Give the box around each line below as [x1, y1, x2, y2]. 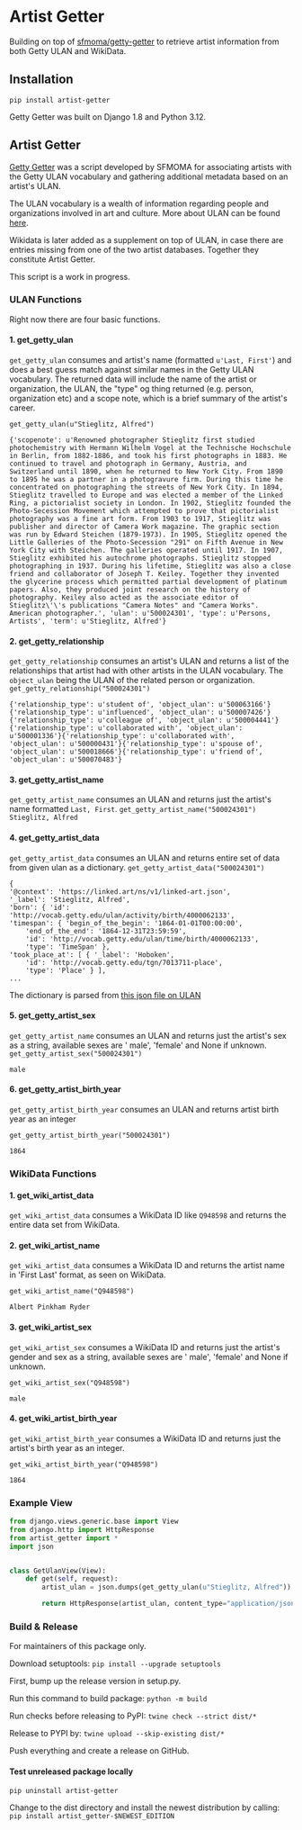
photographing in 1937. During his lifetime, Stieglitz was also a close [9, 562, 292, 571]
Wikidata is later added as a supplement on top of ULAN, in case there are [9, 234, 284, 245]
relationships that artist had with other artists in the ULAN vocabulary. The [9, 665, 284, 676]
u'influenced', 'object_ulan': [97, 708, 216, 717]
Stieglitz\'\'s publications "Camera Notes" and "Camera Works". [9, 601, 259, 610]
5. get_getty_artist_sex [9, 1010, 96, 1021]
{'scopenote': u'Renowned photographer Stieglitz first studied [9, 436, 255, 445]
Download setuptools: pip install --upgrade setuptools [9, 1658, 222, 1669]
